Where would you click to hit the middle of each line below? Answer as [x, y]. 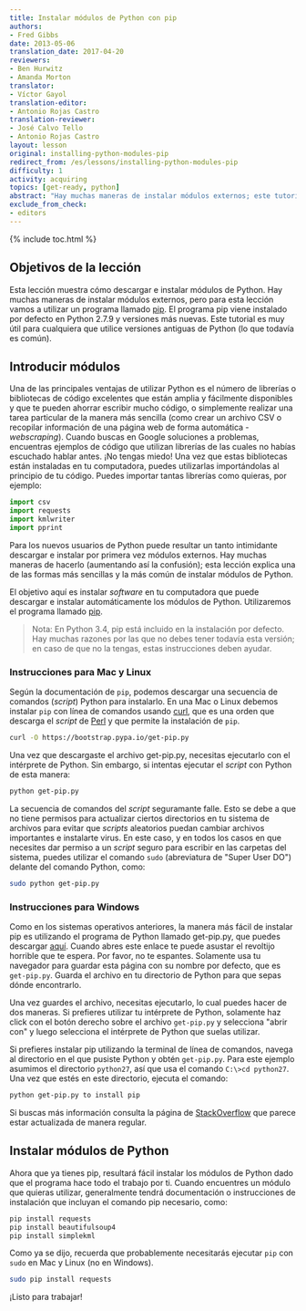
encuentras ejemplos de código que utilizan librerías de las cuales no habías [153, 447]
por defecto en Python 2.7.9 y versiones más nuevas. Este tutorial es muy [147, 318]
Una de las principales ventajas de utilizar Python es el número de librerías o [153, 389]
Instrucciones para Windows [75, 907]
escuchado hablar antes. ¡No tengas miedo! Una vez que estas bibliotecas [149, 456]
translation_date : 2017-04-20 [67, 52]
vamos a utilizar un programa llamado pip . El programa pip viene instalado [148, 309]
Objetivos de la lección [75, 268]
